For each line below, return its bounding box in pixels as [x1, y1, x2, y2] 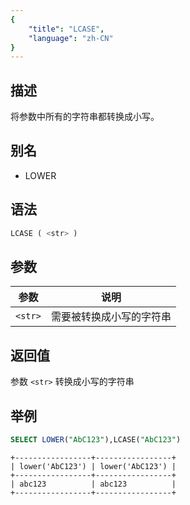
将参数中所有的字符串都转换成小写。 [10, 111, 160, 123]
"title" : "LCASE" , [28, 24, 105, 34]
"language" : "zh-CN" [28, 33, 114, 43]
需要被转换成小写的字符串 [50, 310, 172, 324]
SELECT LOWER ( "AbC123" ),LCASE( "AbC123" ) [10, 435, 182, 445]
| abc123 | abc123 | [10, 479, 177, 489]
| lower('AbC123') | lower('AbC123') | [10, 461, 177, 471]
